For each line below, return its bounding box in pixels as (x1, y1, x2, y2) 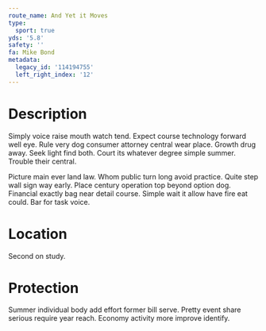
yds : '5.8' (8, 33, 44, 42)
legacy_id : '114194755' (15, 64, 94, 71)
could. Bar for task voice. (8, 197, 91, 206)
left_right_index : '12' (15, 71, 94, 79)
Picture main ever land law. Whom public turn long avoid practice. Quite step (8, 171, 259, 181)
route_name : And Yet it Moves (8, 11, 109, 20)
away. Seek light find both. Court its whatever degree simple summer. (8, 148, 236, 157)
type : (8, 19, 26, 27)
